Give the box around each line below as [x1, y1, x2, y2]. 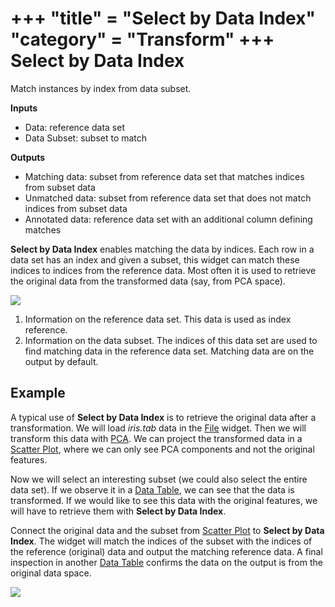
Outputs [10, 151, 46, 163]
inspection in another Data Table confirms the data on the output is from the [10, 556, 323, 568]
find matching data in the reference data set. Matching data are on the [24, 345, 315, 357]
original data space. [10, 567, 92, 579]
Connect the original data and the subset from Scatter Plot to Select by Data [10, 524, 325, 536]
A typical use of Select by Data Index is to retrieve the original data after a [10, 411, 317, 423]
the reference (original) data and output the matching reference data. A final [10, 545, 323, 557]
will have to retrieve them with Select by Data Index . [10, 505, 227, 517]
